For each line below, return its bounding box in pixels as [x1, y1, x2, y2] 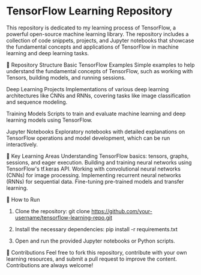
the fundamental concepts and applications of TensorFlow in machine [6, 43, 179, 50]
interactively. [6, 141, 38, 148]
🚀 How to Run [6, 196, 40, 203]
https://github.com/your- [91, 207, 153, 214]
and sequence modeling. [6, 98, 68, 106]
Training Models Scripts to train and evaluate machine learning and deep [6, 110, 186, 117]
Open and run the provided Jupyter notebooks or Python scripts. [14, 237, 175, 244]
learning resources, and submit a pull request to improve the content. [6, 255, 177, 262]
